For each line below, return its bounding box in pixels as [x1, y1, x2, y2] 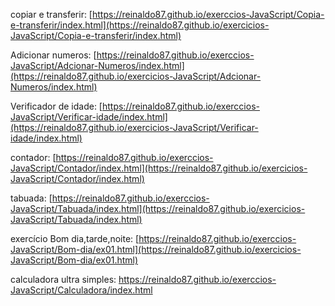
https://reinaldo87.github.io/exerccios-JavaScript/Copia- [91, 9, 325, 20]
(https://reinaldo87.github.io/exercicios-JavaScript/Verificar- [10, 122, 259, 133]
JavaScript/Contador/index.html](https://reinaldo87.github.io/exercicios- [10, 162, 308, 174]
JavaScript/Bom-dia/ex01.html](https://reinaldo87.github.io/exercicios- [10, 244, 302, 255]
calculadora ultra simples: [10, 274, 117, 285]
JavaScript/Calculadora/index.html [10, 284, 153, 296]
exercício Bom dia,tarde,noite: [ [10, 233, 140, 244]
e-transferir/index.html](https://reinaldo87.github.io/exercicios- [10, 19, 270, 31]
